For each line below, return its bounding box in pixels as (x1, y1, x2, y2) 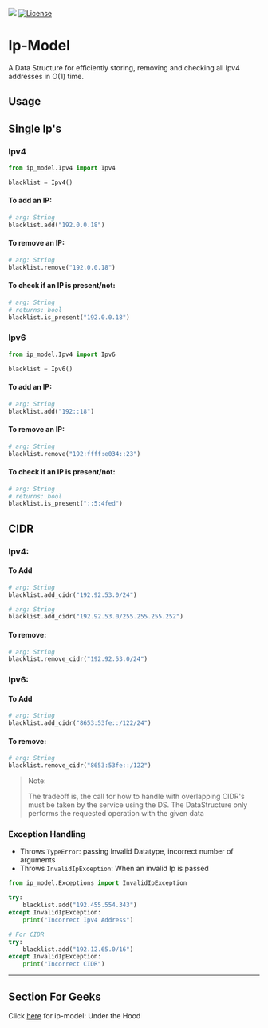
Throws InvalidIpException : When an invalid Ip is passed (19, 864, 209, 874)
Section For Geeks (8, 990, 101, 1003)
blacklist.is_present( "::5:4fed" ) (8, 500, 124, 508)
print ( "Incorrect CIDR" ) (22, 960, 105, 968)
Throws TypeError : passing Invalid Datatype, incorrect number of (19, 846, 234, 856)
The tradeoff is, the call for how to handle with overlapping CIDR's (27, 792, 245, 802)
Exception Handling (8, 829, 86, 839)
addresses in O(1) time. (8, 71, 85, 81)
